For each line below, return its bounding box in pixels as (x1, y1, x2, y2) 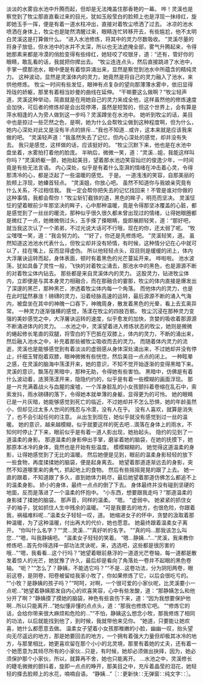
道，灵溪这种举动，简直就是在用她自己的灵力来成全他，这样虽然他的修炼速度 (6, 96, 197, 103)
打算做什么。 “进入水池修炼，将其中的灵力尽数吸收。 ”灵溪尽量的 (32, 36, 195, 42)
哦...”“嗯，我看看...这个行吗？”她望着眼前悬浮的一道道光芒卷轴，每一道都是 (6, 549, 192, 556)
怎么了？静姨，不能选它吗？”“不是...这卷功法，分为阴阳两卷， (36, 565, 188, 571)
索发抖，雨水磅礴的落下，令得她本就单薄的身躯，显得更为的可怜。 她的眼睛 (6, 390, 193, 398)
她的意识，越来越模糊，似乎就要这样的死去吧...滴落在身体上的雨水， (18, 421, 187, 428)
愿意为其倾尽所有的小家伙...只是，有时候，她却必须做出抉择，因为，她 (16, 647, 192, 655)
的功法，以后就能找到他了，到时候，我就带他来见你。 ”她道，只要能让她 (6, 617, 185, 624)
